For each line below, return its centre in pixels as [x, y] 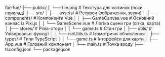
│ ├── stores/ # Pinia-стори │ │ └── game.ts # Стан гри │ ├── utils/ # [79, 28]
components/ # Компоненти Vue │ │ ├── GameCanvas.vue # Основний [80, 18]
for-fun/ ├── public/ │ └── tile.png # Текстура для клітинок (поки [74, 8]
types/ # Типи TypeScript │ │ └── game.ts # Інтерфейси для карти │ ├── [82, 39]
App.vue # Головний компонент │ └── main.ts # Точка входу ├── [74, 44]
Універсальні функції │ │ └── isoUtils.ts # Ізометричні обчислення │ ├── [82, 34]
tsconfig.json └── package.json [38, 49]
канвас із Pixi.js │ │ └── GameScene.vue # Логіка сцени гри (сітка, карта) [83, 23]
